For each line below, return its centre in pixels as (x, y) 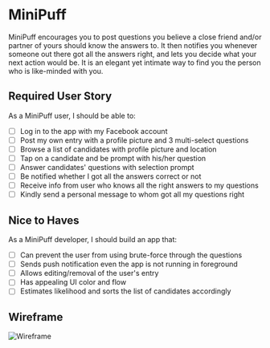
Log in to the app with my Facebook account (94, 131)
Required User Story (60, 97)
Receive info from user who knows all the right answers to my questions (139, 185)
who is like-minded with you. (56, 71)
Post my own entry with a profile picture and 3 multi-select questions (134, 140)
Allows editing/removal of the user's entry (89, 273)
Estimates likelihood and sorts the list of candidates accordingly (125, 291)
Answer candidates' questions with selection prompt (107, 167)
